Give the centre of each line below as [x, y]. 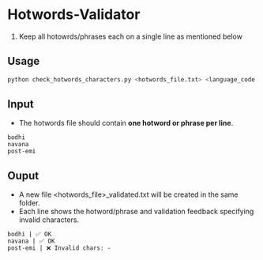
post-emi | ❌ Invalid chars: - [59, 248]
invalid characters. [49, 220]
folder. [29, 203]
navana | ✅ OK [31, 241]
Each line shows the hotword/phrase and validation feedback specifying [136, 212]
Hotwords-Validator [74, 15]
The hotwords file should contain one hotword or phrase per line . [126, 123]
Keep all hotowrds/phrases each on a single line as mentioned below [130, 36]
